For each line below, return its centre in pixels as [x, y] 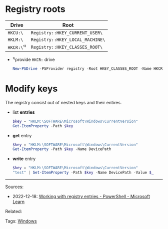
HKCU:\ [15, 33]
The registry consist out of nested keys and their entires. [63, 102]
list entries [23, 112]
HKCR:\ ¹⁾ [17, 47]
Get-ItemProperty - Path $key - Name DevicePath [62, 149]
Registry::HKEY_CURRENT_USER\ [67, 33]
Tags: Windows [21, 221]
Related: [14, 211]
